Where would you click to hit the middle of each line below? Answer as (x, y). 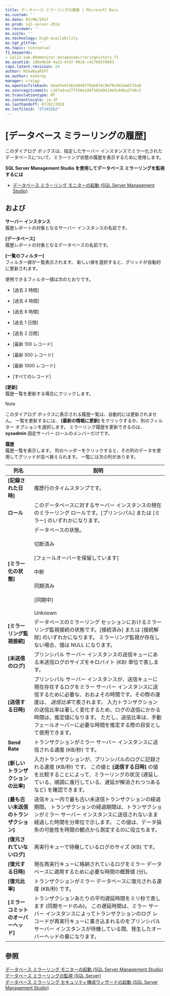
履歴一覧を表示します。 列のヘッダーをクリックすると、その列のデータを (81, 450)
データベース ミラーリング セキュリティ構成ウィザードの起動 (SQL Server (82, 982)
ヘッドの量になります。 (72, 937)
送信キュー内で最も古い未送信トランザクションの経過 (97, 799)
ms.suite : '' (19, 34)
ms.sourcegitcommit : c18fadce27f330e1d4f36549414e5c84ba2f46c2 (73, 90)
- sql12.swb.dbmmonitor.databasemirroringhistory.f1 (62, 57)
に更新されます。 (23, 268)
